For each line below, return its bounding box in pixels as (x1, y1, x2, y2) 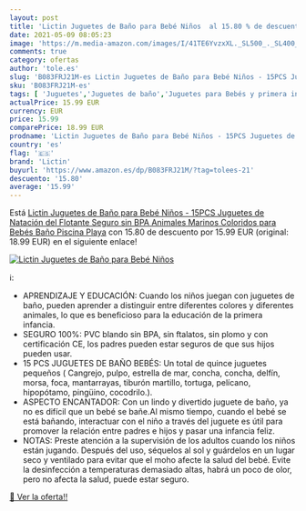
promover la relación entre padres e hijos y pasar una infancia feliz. (22, 426, 276, 436)
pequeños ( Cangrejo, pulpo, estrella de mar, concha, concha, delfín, (22, 367, 280, 378)
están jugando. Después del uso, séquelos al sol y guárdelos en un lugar (22, 445, 296, 456)
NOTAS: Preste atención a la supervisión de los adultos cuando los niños (22, 436, 296, 446)
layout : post (9, 13, 59, 23)
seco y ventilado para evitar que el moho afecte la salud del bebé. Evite (22, 455, 291, 466)
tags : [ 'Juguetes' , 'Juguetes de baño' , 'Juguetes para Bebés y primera (9, 89, 287, 98)
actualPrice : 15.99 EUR (9, 97, 100, 107)
